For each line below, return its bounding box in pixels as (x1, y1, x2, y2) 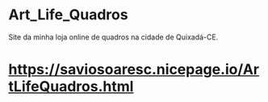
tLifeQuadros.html (8, 78, 134, 96)
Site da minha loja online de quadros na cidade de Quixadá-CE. (8, 32, 219, 42)
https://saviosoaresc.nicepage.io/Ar (8, 60, 260, 79)
